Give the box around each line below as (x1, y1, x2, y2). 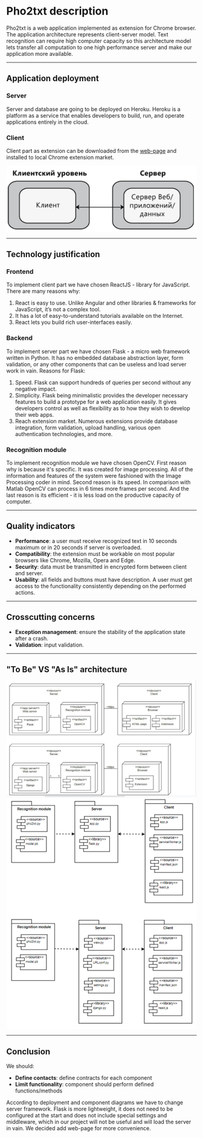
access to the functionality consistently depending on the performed (14, 582, 186, 590)
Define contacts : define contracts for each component (14, 1074, 152, 1082)
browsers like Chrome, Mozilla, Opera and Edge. (14, 556, 136, 564)
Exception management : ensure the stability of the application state (14, 628, 185, 635)
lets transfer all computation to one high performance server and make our (6, 44, 192, 51)
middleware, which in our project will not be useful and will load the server (6, 1118, 192, 1126)
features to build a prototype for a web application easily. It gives (14, 398, 177, 405)
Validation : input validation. (14, 641, 84, 648)
